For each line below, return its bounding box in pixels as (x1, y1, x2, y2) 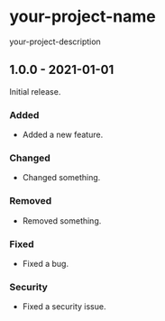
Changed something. (22, 172, 101, 183)
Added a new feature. (22, 129, 104, 141)
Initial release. (9, 86, 61, 96)
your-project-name (9, 6, 156, 27)
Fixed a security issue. (22, 301, 106, 312)
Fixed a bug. (22, 258, 69, 269)
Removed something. (22, 215, 102, 226)
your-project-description (9, 36, 101, 47)
